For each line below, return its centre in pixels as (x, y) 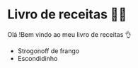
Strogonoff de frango (48, 51)
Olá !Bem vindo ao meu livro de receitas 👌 (69, 34)
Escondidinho (38, 58)
